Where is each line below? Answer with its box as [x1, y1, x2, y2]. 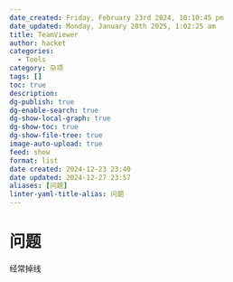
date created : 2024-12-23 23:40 [9, 164, 131, 174]
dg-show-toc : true [9, 123, 79, 132]
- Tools [17, 55, 47, 64]
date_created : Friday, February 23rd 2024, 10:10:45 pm [9, 13, 224, 23]
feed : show [9, 147, 51, 156]
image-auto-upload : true [9, 139, 103, 148]
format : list [9, 155, 59, 165]
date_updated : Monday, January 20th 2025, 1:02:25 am [9, 22, 217, 31]
